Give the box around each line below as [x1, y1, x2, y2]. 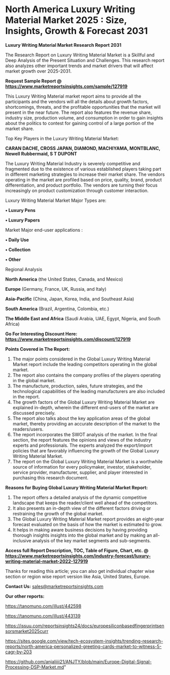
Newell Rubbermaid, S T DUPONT [5, 150, 77, 157]
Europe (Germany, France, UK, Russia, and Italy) [5, 286, 107, 292]
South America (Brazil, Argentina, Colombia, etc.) [5, 305, 110, 312]
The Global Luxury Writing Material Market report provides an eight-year [12, 516, 164, 522]
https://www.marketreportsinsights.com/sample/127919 [5, 83, 128, 89]
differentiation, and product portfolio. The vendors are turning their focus [5, 182, 158, 188]
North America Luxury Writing [5, 4, 135, 15]
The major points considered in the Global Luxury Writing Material [12, 356, 151, 362]
